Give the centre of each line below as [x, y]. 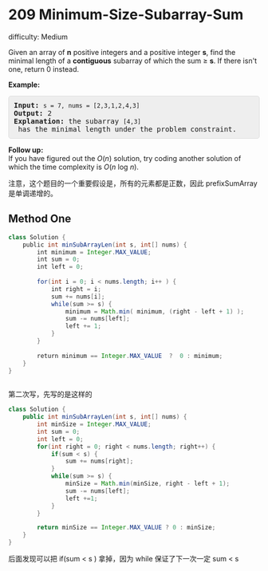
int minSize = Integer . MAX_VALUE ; [94, 424]
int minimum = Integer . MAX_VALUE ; [94, 252]
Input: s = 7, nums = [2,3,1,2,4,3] [77, 105]
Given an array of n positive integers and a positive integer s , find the [122, 52]
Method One [40, 219]
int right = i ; [76, 289]
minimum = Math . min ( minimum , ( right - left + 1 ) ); [155, 311]
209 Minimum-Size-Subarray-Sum [126, 15]
